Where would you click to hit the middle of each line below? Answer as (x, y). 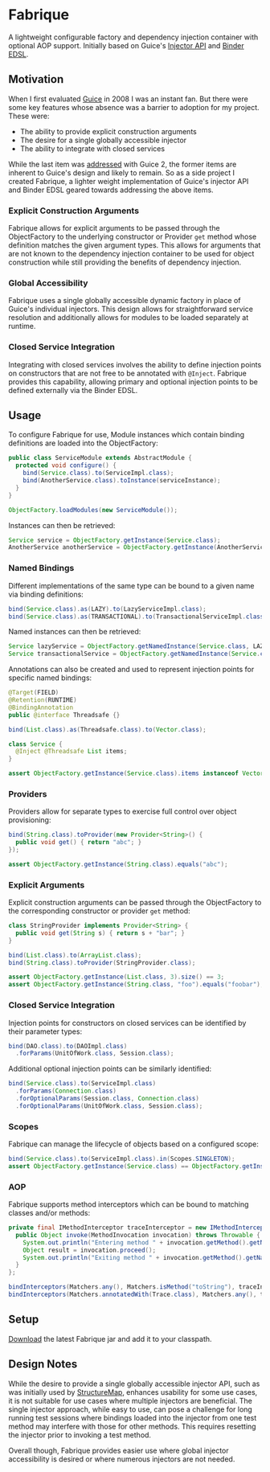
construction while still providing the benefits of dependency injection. (125, 262)
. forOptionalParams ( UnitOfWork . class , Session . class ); (109, 1106)
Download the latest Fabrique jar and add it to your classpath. (110, 1339)
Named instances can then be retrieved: (75, 632)
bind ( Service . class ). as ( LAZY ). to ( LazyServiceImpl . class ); (107, 609)
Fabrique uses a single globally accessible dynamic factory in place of (125, 301)
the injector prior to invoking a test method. (80, 1435)
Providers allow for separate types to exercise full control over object (123, 812)
